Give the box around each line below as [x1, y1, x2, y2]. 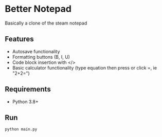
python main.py [5, 127, 38, 132]
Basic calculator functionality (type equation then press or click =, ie [12, 64, 157, 71]
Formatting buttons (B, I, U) [12, 54, 70, 60]
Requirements [5, 85, 51, 94]
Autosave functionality [12, 48, 60, 54]
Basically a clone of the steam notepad [5, 20, 87, 26]
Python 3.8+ [12, 98, 39, 105]
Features [5, 35, 34, 43]
